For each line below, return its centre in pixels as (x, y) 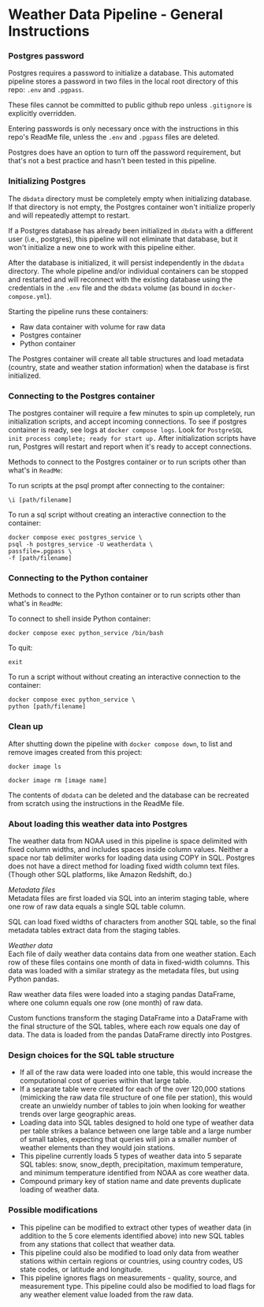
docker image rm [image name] (58, 780)
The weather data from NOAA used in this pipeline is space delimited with (128, 841)
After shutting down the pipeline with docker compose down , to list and (120, 744)
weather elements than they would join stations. (97, 1148)
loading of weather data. (59, 1189)
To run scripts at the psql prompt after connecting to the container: (117, 486)
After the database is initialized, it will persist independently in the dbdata (126, 263)
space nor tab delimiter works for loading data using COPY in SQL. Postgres (132, 857)
